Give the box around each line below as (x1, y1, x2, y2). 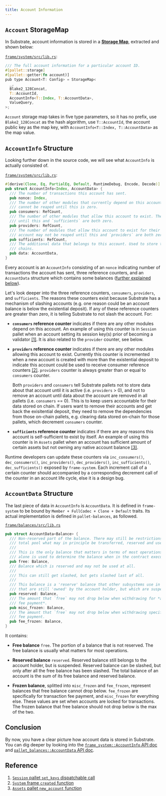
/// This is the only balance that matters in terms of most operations (9, 550, 163, 555)
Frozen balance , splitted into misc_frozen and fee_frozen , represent (12, 683, 151, 689)
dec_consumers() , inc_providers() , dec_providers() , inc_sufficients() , (5, 459, 151, 465)
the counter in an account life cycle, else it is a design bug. (5, 475, 125, 481)
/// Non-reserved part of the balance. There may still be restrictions (9, 536, 163, 541)
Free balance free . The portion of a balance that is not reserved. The (12, 642, 154, 648)
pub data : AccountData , (9, 251, 58, 256)
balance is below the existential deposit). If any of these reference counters (5, 306, 159, 312)
